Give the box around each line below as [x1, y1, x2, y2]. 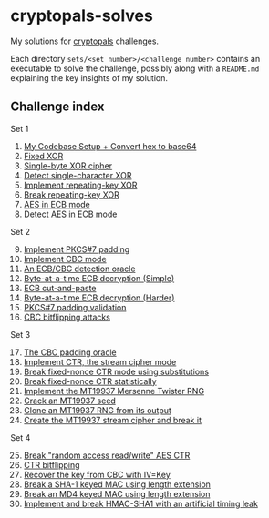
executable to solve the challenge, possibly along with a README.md [10, 63, 260, 74]
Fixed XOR [23, 150, 64, 161]
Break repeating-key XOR [23, 188, 119, 200]
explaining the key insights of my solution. [10, 72, 168, 83]
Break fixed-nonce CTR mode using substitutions [23, 366, 209, 377]
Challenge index [10, 99, 105, 115]
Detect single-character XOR [23, 169, 132, 180]
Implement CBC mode [23, 253, 108, 264]
